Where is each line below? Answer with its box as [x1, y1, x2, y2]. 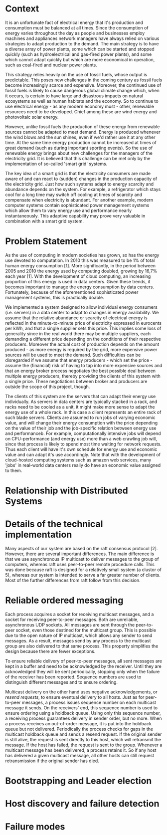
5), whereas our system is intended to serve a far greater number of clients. [5, 572, 161, 578]
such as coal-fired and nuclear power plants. [5, 62, 97, 68]
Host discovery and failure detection [5, 798, 160, 810]
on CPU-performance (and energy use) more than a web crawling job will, [5, 435, 158, 441]
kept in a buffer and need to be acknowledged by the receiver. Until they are [5, 663, 162, 669]
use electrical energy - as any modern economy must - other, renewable [5, 103, 155, 109]
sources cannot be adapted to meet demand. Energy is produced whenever [5, 129, 161, 135]
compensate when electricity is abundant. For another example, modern [5, 197, 154, 203]
